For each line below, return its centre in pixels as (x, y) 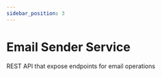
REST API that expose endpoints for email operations (81, 66)
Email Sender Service (68, 47)
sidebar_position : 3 (36, 13)
